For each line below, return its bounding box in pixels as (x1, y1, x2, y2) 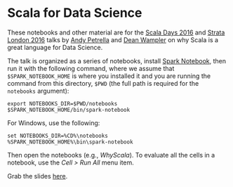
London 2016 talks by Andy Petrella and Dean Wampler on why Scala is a (7, 35, 219, 44)
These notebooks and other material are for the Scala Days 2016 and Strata (7, 28, 225, 37)
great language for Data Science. (7, 43, 103, 51)
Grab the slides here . (7, 172, 68, 180)
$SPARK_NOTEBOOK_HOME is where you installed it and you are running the (7, 72, 211, 80)
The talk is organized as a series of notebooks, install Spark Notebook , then (7, 56, 227, 65)
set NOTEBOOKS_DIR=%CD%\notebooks (7, 132, 109, 139)
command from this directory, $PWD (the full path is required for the (7, 79, 199, 87)
